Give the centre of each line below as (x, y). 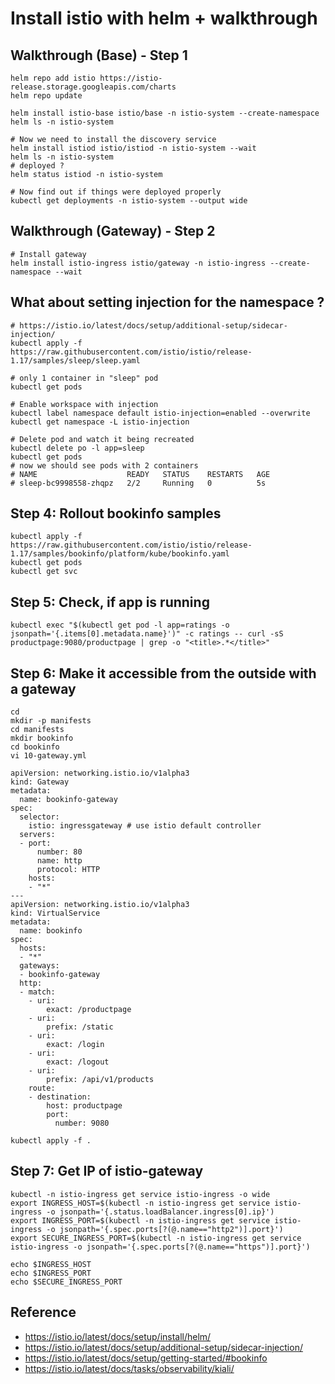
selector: (39, 817)
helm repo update (46, 96)
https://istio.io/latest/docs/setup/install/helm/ (118, 1336)
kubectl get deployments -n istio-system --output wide (129, 201)
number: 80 (59, 852)
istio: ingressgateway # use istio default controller (145, 826)
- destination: (60, 1097)
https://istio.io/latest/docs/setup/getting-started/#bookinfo (146, 1358)
